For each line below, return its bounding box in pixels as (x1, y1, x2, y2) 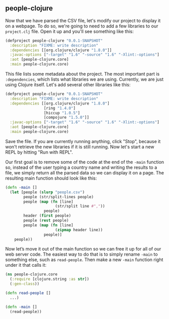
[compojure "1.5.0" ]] (44, 115, 90, 120)
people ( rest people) (23, 218, 69, 223)
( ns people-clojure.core (5, 272, 58, 277)
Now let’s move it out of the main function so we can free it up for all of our (5, 246, 161, 252)
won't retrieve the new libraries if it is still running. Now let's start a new (5, 144, 154, 150)
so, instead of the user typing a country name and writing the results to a (5, 164, 157, 170)
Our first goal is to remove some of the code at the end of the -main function (5, 159, 164, 165)
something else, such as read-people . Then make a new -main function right (5, 257, 163, 263)
